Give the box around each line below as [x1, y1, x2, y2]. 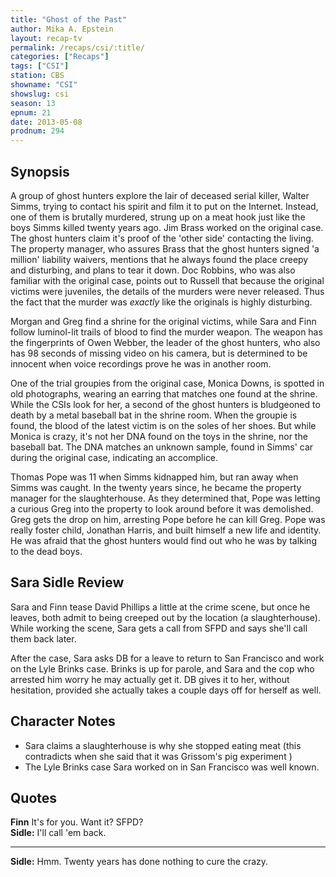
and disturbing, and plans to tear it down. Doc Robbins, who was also [10, 264, 296, 276]
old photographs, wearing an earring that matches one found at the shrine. [10, 387, 318, 400]
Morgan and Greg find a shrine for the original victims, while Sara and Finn [10, 315, 317, 327]
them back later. [10, 632, 77, 645]
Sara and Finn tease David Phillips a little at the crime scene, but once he [10, 601, 311, 613]
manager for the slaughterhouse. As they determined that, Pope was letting [10, 492, 321, 504]
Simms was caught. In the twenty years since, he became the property [10, 481, 302, 493]
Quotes [10, 789, 58, 806]
